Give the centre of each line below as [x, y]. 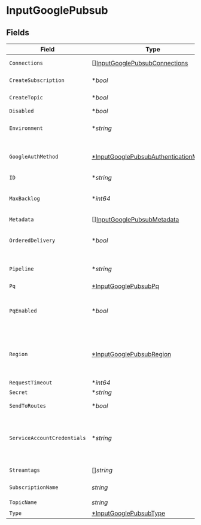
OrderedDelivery [32, 240]
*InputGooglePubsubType [129, 513]
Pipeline [22, 269]
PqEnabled [23, 311]
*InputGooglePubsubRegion [132, 354]
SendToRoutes [28, 406]
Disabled [22, 111]
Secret [19, 392]
